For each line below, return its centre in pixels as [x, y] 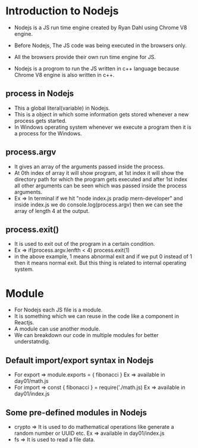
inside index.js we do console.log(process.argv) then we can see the [98, 205]
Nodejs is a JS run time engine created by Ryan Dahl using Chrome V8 [100, 27]
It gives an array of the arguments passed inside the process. [89, 166]
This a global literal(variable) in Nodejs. [62, 108]
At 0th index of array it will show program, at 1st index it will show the [99, 173]
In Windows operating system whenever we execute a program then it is [103, 127]
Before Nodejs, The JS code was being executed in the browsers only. [100, 45]
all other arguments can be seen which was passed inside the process [100, 186]
